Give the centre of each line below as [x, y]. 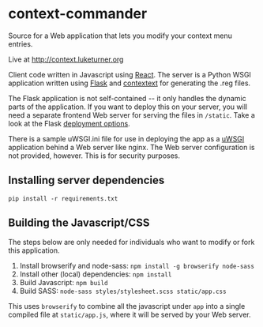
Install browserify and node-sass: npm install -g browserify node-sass [137, 265]
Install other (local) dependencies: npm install [96, 274]
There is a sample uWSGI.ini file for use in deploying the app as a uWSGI [126, 138]
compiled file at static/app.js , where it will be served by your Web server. [130, 314]
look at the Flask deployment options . [69, 123]
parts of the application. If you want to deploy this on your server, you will [128, 107]
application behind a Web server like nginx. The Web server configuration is [131, 147]
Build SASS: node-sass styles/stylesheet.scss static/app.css [123, 291]
